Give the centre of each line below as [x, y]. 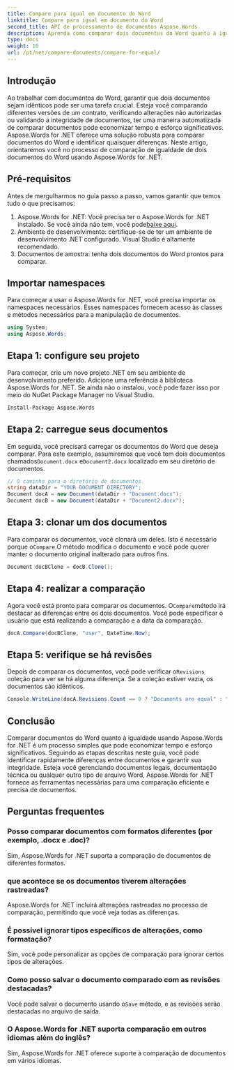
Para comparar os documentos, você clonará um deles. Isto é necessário [112, 539]
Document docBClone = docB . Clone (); [60, 567]
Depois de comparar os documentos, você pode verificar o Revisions [106, 671]
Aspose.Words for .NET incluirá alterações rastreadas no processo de [107, 905]
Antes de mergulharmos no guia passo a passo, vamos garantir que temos [114, 195]
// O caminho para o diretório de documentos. [76, 481]
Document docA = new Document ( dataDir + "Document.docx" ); [95, 494]
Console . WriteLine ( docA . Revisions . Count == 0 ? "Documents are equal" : [115, 699]
